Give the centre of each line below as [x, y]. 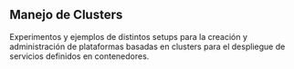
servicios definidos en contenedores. [79, 56]
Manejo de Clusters [66, 15]
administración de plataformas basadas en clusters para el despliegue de [147, 46]
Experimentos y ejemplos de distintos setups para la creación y [129, 36]
